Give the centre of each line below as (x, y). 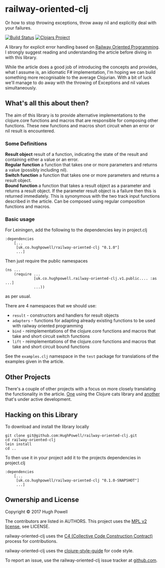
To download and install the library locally (47, 426)
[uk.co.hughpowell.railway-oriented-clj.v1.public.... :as (95, 279)
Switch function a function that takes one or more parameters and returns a (82, 175)
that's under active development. (39, 399)
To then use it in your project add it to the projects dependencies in (73, 457)
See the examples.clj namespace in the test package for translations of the (82, 356)
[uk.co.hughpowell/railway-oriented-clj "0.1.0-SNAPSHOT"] (78, 480)
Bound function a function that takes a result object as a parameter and (78, 186)
